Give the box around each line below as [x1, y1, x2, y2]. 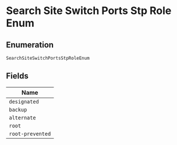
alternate [9, 114, 36, 121]
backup [9, 106, 27, 113]
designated [9, 98, 39, 105]
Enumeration [6, 40, 54, 50]
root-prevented [9, 130, 51, 137]
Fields [6, 71, 29, 81]
